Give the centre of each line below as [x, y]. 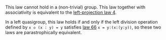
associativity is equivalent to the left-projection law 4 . [61, 12]
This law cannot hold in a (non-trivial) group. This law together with [75, 7]
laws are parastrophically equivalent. [44, 32]
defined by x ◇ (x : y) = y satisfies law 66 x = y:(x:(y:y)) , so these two [83, 27]
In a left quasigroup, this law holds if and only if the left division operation [81, 22]
